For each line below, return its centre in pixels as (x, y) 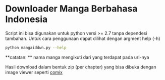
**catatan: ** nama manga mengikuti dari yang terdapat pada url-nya (77, 57)
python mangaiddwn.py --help (36, 47)
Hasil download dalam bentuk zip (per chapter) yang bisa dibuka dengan (81, 67)
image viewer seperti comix (34, 72)
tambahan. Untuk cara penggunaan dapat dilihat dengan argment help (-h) (83, 38)
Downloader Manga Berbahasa (71, 9)
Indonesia (26, 19)
